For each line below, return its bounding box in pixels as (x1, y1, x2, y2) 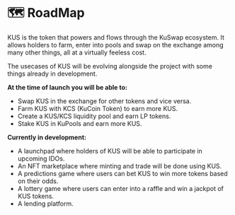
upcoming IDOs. (17, 154, 65, 163)
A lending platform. (17, 199, 74, 208)
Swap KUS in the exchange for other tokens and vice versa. (17, 96, 192, 105)
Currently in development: (7, 133, 87, 141)
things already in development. (7, 69, 98, 78)
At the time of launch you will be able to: (7, 83, 128, 91)
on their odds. (17, 177, 59, 185)
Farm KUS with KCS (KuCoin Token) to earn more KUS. (17, 104, 178, 112)
